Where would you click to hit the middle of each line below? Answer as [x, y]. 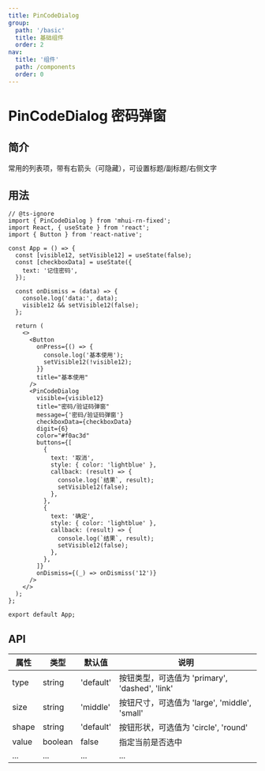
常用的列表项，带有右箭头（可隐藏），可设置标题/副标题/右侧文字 [113, 168]
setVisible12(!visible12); [88, 362]
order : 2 [30, 45]
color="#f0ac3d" [63, 436]
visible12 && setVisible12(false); [81, 305]
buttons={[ [54, 443]
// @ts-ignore [32, 214]
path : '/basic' [40, 30]
